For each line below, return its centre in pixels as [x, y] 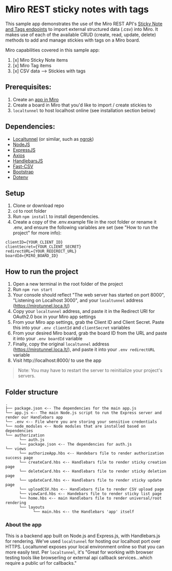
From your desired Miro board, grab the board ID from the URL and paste [90, 333]
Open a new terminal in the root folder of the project [68, 284]
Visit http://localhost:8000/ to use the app [57, 360]
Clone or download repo [38, 206]
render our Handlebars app [34, 417]
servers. [27, 376]
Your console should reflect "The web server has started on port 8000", [89, 295]
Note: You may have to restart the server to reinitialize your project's [90, 371]
